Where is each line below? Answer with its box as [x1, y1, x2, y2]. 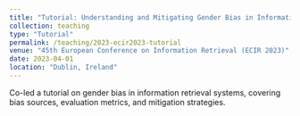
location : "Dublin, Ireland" [9, 63, 118, 72]
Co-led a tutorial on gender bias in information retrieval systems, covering [9, 87, 281, 98]
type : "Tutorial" [9, 29, 74, 38]
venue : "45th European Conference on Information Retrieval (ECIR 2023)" [9, 46, 290, 55]
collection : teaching [9, 21, 90, 30]
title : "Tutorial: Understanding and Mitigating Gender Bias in [9, 12, 254, 22]
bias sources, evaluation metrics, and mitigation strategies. [9, 96, 226, 107]
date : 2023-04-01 [9, 54, 74, 63]
